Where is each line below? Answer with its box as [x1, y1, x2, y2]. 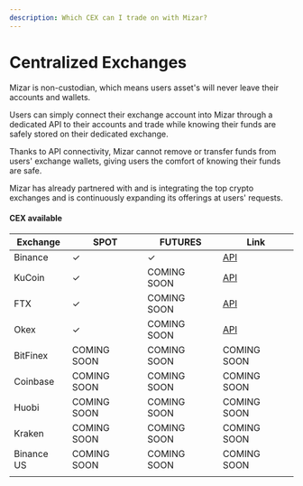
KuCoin [14, 271, 45, 284]
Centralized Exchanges [9, 51, 188, 72]
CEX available [9, 213, 63, 224]
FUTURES [159, 236, 202, 248]
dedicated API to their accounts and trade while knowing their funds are [9, 118, 277, 129]
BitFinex [14, 349, 49, 361]
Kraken [14, 426, 44, 439]
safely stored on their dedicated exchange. [9, 128, 169, 139]
